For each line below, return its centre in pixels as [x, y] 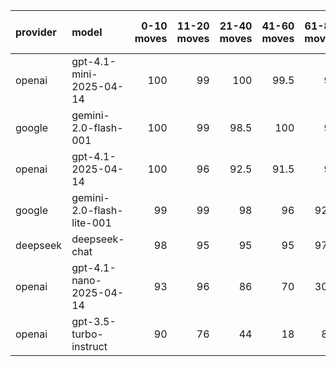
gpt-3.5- [94, 321]
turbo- [87, 334]
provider [36, 32]
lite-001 [91, 222]
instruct [89, 346]
